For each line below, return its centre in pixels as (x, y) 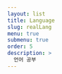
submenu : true (28, 40)
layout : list (26, 14)
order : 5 (20, 47)
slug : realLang (30, 27)
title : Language (31, 20)
